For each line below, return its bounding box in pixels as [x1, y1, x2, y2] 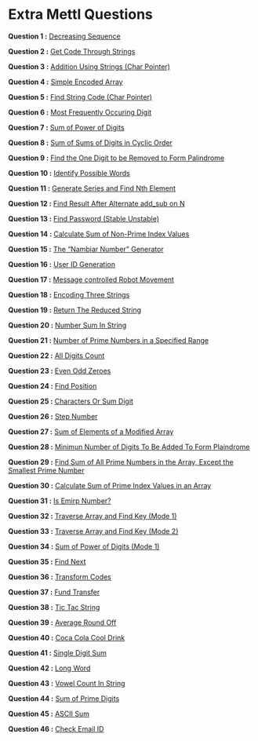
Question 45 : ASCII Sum [8, 709, 90, 718]
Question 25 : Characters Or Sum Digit [8, 396, 133, 406]
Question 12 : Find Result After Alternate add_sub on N [8, 199, 186, 208]
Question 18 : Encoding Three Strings [8, 290, 130, 299]
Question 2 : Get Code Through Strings [8, 46, 136, 56]
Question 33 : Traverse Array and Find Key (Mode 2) [8, 526, 179, 535]
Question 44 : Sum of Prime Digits [8, 693, 120, 703]
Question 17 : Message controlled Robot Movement [8, 275, 175, 284]
